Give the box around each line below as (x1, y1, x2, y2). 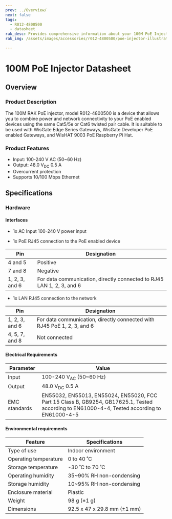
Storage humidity (8, 481, 50, 488)
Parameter (9, 365, 36, 372)
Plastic (68, 489, 84, 496)
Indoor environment (68, 447, 115, 454)
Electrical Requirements (5, 351, 58, 357)
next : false (5, 12, 31, 17)
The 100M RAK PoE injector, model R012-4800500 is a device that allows (5, 110, 160, 116)
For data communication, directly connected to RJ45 (37, 275, 164, 283)
